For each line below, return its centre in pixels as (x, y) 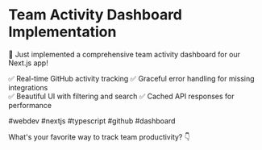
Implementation (62, 32)
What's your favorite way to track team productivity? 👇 (100, 137)
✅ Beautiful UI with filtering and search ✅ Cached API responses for (121, 96)
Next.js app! (28, 63)
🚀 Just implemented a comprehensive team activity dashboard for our (124, 54)
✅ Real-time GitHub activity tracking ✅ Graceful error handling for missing (132, 78)
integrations (28, 87)
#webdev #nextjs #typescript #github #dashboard (92, 121)
